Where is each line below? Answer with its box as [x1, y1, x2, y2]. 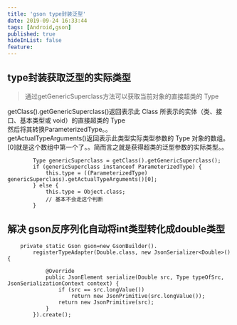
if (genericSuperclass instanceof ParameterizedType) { [33, 163, 202, 170]
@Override [45, 267, 75, 274]
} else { [33, 182, 59, 189]
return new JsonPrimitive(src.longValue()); [70, 292, 205, 299]
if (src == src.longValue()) [58, 286, 144, 293]
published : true [7, 30, 56, 38]
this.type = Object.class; [45, 188, 126, 195]
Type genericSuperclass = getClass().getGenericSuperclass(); [33, 157, 221, 164]
